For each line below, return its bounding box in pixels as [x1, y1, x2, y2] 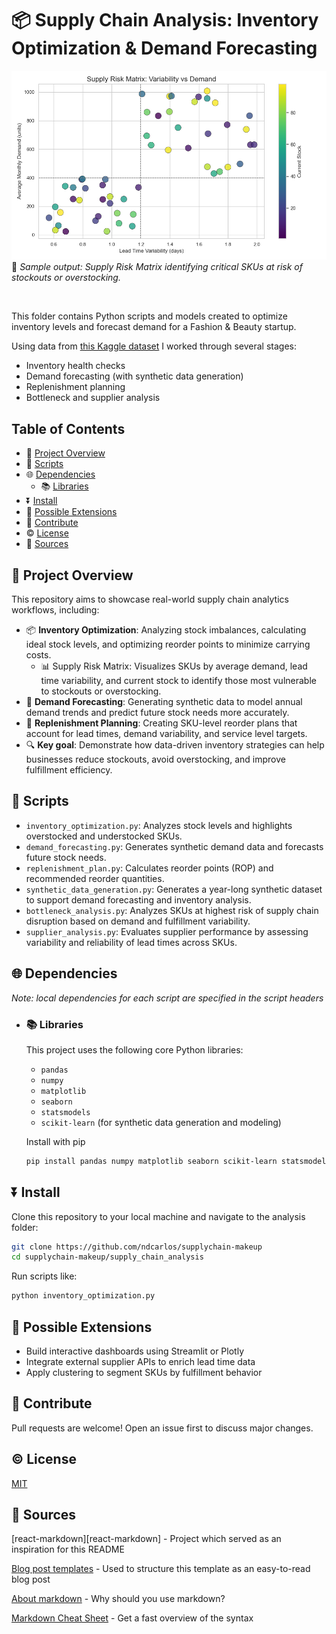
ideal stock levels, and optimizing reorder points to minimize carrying [25, 638, 311, 650]
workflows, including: [11, 603, 100, 616]
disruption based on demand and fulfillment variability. [25, 915, 251, 927]
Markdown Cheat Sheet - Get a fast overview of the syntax [11, 1612, 254, 1624]
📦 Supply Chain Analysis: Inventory [11, 9, 319, 32]
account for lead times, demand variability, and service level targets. [25, 727, 308, 739]
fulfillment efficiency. [25, 763, 113, 776]
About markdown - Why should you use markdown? [11, 1593, 226, 1605]
